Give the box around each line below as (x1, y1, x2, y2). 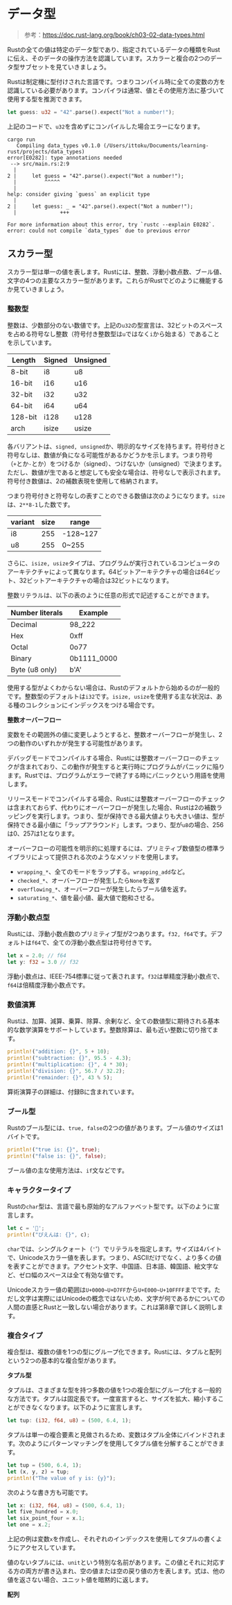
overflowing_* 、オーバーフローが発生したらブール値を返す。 (17, 885, 190, 893)
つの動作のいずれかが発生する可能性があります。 (7, 739, 147, 747)
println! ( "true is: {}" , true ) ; (7, 1146, 100, 1153)
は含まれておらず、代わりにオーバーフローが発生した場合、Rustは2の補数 (7, 803, 217, 811)
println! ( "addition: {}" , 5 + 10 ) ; (7, 1048, 110, 1056)
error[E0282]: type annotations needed (7, 154, 123, 161)
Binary (10, 654, 33, 663)
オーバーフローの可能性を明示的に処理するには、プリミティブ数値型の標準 (7, 844, 220, 852)
